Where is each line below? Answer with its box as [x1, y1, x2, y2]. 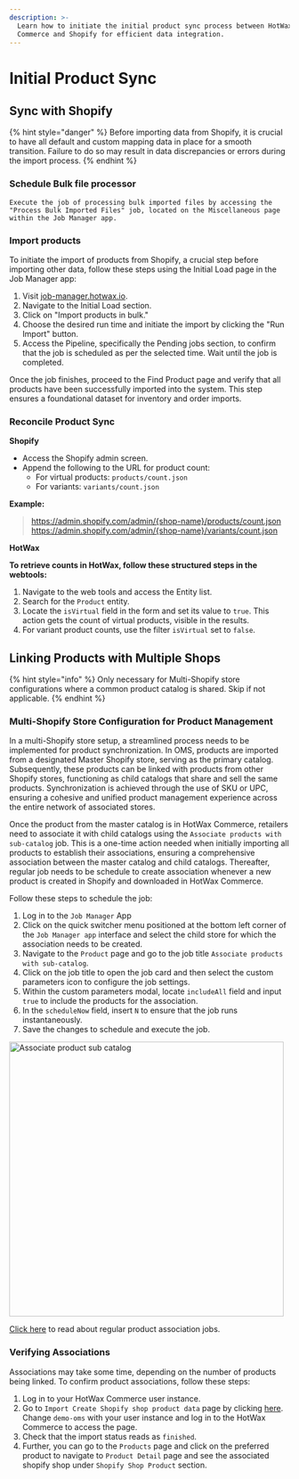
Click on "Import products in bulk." [21, 309, 149, 320]
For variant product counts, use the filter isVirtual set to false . [21, 625, 256, 636]
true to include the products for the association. [21, 996, 198, 1007]
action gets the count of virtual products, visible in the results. [21, 615, 250, 626]
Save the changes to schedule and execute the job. [21, 1024, 211, 1035]
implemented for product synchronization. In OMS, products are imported [9, 745, 279, 756]
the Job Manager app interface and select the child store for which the [21, 929, 277, 941]
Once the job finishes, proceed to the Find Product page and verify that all [9, 374, 281, 384]
